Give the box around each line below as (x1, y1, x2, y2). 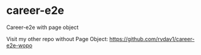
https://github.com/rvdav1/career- (109, 35, 195, 42)
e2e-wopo (6, 42, 32, 49)
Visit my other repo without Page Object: (6, 35, 108, 42)
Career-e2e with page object (6, 24, 79, 31)
